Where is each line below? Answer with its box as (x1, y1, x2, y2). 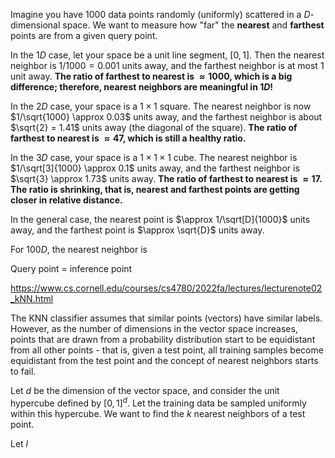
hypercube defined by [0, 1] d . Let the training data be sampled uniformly (10, 395, 307, 409)
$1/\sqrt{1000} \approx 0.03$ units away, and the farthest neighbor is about (10, 111, 323, 123)
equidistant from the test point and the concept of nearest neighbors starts (10, 355, 319, 366)
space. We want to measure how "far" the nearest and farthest (62, 19, 325, 31)
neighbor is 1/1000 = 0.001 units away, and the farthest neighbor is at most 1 (10, 60, 325, 71)
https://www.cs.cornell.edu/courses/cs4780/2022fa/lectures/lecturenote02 (10, 282, 323, 294)
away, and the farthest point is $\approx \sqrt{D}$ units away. (10, 224, 265, 236)
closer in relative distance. (10, 194, 123, 206)
